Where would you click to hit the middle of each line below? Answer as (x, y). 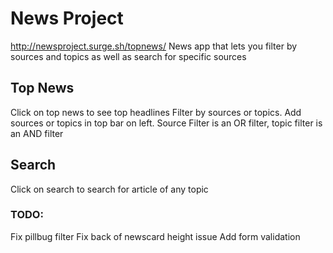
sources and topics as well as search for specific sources (128, 56)
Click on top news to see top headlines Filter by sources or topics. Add (156, 112)
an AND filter (37, 133)
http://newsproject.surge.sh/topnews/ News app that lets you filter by (154, 46)
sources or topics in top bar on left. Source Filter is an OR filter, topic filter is (166, 123)
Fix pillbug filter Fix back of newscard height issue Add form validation (155, 236)
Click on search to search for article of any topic (109, 189)
